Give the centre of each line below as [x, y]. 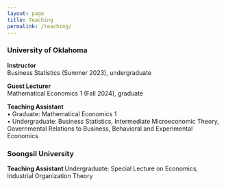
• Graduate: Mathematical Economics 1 [62, 113]
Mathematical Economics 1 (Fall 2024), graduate [75, 93]
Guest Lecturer [29, 86]
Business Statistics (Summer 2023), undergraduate [79, 72]
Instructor [22, 65]
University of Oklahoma [47, 50]
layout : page [26, 13]
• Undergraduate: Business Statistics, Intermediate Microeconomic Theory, [113, 121]
